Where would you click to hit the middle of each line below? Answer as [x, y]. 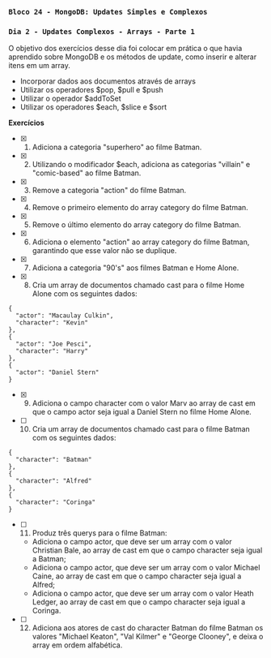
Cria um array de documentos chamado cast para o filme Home [138, 285]
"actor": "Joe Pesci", [54, 344]
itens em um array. [40, 66]
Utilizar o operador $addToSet [70, 99]
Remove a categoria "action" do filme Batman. [109, 191]
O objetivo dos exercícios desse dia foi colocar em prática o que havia [125, 49]
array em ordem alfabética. [77, 645]
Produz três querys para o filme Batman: [100, 533]
